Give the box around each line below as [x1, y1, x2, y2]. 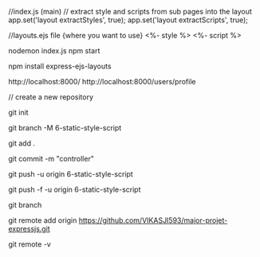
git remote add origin [8, 216, 77, 225]
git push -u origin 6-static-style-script [8, 169, 133, 178]
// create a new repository [8, 92, 94, 102]
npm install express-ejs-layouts [8, 61, 112, 71]
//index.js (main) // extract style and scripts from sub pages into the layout [8, 7, 253, 16]
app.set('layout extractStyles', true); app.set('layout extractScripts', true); [8, 15, 249, 25]
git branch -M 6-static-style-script [8, 123, 122, 132]
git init [8, 107, 30, 117]
